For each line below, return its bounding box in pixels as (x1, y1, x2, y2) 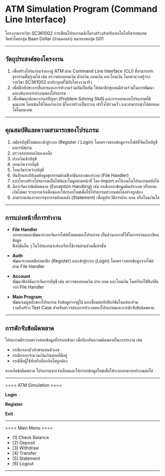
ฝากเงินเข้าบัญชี (12, 156, 37, 161)
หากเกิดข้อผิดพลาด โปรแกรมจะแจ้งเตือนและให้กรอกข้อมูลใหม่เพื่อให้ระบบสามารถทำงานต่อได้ (5, 368, 153, 374)
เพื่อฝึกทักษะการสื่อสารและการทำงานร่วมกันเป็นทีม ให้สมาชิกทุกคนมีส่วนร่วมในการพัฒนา (12, 85, 154, 91)
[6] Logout (12, 461, 34, 467)
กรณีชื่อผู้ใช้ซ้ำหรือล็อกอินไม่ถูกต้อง (12, 358, 68, 364)
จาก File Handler (12, 284, 44, 290)
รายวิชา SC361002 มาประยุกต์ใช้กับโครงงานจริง (12, 79, 92, 85)
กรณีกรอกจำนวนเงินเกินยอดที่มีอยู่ (12, 352, 68, 358)
